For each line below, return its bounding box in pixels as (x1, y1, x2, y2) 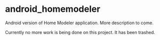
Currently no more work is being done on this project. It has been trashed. (5, 29, 155, 35)
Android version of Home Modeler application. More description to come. (5, 20, 154, 26)
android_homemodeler (5, 3, 100, 15)
